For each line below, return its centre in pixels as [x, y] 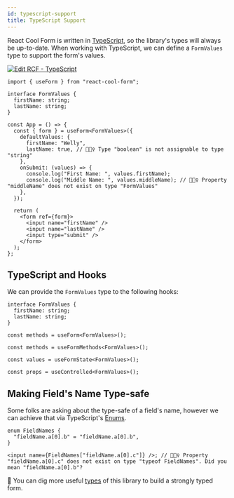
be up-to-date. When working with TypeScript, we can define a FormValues [115, 48]
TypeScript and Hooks [57, 275]
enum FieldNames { [34, 431]
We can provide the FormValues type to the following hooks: [93, 292]
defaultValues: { [45, 137]
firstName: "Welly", [56, 143]
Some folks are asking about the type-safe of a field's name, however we [113, 410]
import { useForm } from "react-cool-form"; [73, 81]
